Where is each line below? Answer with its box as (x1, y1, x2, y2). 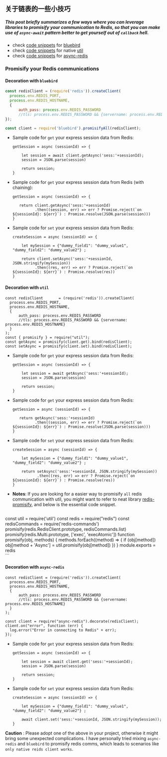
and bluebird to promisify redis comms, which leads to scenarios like (17, 741, 159, 747)
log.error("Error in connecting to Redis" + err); (9, 628, 117, 633)
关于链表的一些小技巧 (5, 4, 71, 13)
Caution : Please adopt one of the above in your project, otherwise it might (5, 730, 159, 736)
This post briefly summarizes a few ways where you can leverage (5, 19, 144, 25)
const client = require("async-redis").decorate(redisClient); (5, 619, 139, 624)
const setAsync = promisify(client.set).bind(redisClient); (5, 344, 133, 349)
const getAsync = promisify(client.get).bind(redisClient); (5, 339, 133, 344)
